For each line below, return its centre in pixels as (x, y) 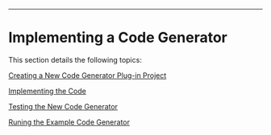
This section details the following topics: (75, 59)
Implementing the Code (47, 91)
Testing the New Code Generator (63, 106)
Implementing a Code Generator (118, 38)
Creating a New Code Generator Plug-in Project (88, 75)
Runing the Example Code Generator (69, 122)
